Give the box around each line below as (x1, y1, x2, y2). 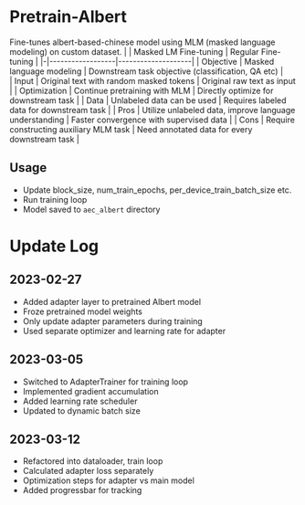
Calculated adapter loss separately (22, 466, 154, 477)
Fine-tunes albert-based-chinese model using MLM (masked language (9, 37, 276, 47)
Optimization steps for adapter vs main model (22, 475, 195, 486)
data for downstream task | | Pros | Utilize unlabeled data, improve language (9, 104, 296, 115)
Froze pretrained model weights (22, 306, 143, 317)
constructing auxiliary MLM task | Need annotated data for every (9, 123, 253, 134)
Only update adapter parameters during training (22, 315, 203, 326)
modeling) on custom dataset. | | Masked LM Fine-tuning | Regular (9, 46, 259, 57)
